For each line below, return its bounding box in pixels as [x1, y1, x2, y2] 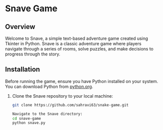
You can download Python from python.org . [5, 83, 93, 89]
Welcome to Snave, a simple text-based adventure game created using [5, 35, 148, 41]
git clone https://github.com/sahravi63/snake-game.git [12, 103, 129, 107]
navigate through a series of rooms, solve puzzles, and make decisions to [5, 46, 154, 52]
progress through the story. [5, 51, 60, 57]
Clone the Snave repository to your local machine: [12, 93, 114, 99]
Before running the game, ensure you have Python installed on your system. [5, 78, 158, 84]
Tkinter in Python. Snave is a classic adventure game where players [5, 41, 142, 47]
